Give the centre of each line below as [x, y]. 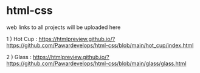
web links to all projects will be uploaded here [64, 27]
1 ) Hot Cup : [22, 39]
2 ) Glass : [19, 57]
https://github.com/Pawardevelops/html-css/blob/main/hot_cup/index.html [100, 45]
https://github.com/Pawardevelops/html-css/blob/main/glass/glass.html [96, 63]
